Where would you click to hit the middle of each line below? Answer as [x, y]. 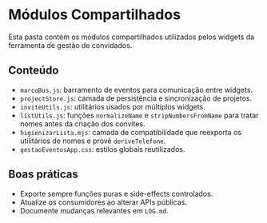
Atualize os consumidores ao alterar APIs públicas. [104, 202]
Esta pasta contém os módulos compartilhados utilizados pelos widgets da [132, 37]
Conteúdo [34, 71]
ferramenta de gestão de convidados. [70, 45]
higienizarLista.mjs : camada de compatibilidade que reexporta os [131, 132]
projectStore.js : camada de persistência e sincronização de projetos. [136, 98]
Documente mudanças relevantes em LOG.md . [94, 210]
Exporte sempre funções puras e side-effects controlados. [116, 193]
